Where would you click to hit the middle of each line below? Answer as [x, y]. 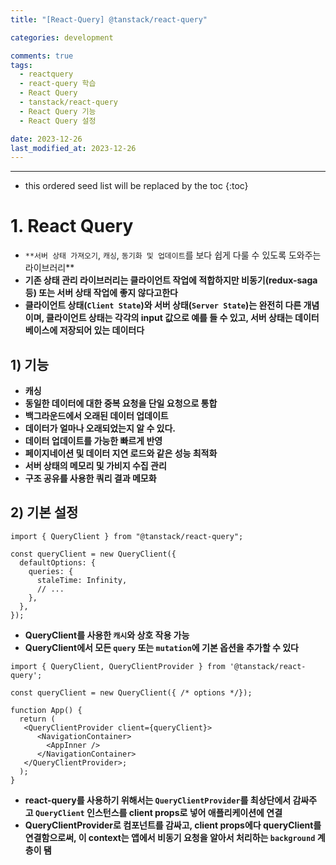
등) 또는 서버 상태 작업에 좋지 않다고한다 [101, 293]
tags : [21, 65]
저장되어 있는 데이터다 [102, 330]
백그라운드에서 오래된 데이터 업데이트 [96, 415]
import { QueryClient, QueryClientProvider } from [118, 666]
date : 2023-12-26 [46, 139]
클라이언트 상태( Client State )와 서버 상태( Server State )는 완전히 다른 [163, 305]
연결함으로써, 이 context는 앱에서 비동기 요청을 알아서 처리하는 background [170, 837]
